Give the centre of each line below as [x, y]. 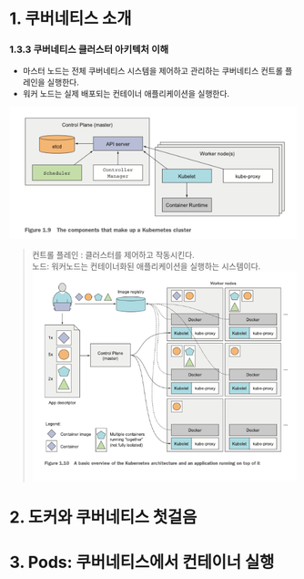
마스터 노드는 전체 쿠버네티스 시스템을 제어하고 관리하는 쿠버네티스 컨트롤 [153, 71]
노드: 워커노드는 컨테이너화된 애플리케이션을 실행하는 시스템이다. [146, 266]
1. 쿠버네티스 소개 [71, 19]
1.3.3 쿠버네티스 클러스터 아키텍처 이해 [89, 49]
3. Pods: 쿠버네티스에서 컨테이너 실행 [142, 562]
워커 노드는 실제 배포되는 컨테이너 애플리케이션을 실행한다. [126, 94]
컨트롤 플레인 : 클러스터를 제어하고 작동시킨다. [113, 255]
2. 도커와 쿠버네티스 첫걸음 [103, 517]
